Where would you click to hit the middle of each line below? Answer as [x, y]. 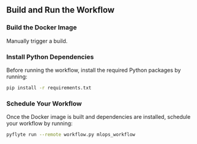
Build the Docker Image [42, 28]
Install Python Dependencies [50, 56]
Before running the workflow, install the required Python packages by [94, 70]
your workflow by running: [39, 123]
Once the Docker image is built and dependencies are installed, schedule [98, 117]
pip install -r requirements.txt [49, 88]
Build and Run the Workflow [61, 10]
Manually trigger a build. [37, 41]
